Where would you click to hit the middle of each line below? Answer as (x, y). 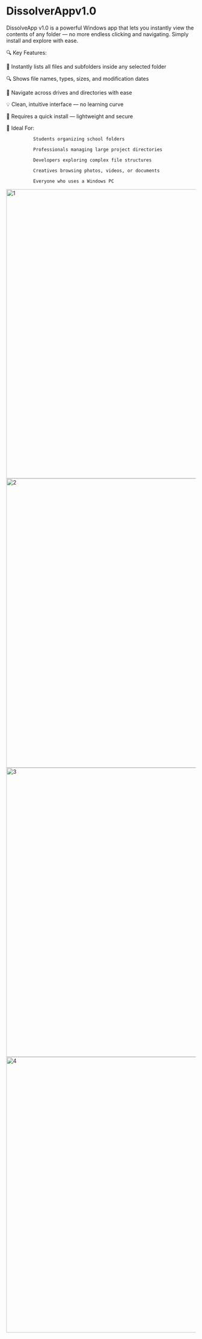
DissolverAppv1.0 (51, 11)
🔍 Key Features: (26, 52)
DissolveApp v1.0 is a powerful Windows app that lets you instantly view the (100, 28)
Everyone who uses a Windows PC (73, 181)
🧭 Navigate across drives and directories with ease (69, 92)
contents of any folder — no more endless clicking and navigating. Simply (97, 34)
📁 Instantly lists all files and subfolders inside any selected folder (86, 66)
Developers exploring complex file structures (92, 160)
